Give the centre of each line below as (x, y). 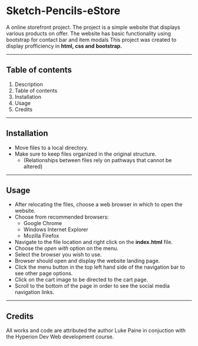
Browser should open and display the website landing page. (87, 261)
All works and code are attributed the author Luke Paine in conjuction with (96, 331)
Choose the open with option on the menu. (67, 248)
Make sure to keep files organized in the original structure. (85, 154)
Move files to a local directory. (51, 147)
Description (29, 84)
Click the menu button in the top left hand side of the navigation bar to (100, 267)
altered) (33, 166)
